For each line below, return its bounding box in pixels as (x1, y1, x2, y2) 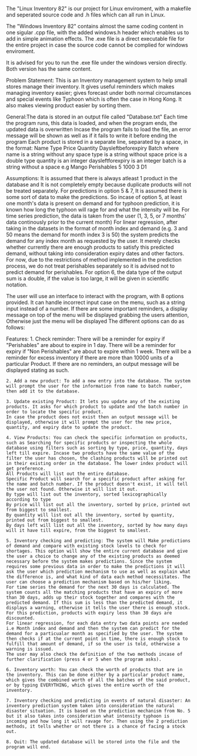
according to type (6, 497, 51, 503)
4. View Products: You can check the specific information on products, (6, 435, 188, 441)
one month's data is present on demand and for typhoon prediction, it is (6, 200, 181, 207)
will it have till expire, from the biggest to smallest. (6, 527, 151, 533)
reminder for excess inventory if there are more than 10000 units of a (6, 354, 173, 361)
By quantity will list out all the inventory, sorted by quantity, (6, 512, 175, 518)
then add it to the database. (6, 388, 81, 394)
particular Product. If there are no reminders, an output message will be (6, 361, 179, 367)
